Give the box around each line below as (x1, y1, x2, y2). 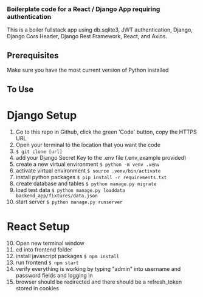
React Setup (7, 219, 70, 233)
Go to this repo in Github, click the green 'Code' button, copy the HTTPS (15, 128, 197, 135)
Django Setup (7, 108, 77, 122)
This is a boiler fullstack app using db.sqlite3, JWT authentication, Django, (7, 26, 193, 33)
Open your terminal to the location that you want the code (15, 142, 160, 149)
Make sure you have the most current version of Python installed (7, 66, 169, 74)
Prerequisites (7, 50, 59, 61)
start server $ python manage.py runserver (15, 198, 123, 205)
